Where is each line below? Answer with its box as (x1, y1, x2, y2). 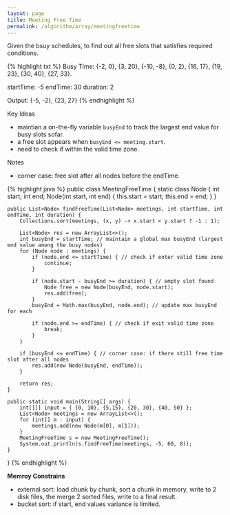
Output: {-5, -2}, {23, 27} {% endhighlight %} (7, 96, 135, 105)
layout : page (7, 10, 45, 17)
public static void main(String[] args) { (7, 399, 131, 406)
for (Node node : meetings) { (19, 248, 107, 255)
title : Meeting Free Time (7, 17, 81, 23)
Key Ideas (7, 109, 36, 118)
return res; (19, 380, 54, 388)
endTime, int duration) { (7, 211, 81, 219)
